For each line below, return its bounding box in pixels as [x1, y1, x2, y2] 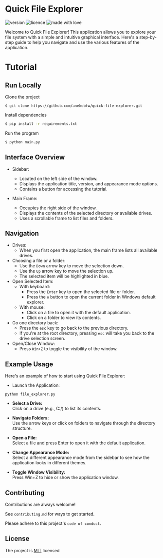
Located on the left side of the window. [19, 176, 98, 181]
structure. [12, 425, 32, 431]
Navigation [5, 229, 39, 238]
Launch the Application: [12, 382, 60, 388]
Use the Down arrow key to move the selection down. [19, 263, 124, 269]
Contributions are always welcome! [5, 501, 76, 507]
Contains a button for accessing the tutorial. [19, 186, 108, 192]
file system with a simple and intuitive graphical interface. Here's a [5, 34, 139, 40]
